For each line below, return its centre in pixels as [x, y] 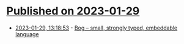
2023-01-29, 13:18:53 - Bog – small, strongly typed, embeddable [96, 28]
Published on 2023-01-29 [73, 11]
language [27, 34]
